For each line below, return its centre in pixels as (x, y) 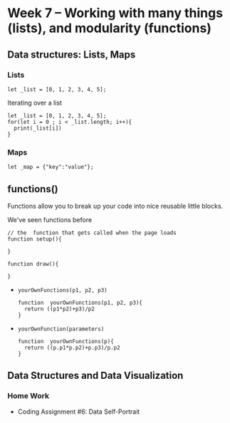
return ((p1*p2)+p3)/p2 (59, 309)
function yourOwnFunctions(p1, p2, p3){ (80, 303)
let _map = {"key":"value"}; (51, 167)
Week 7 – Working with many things (115, 13)
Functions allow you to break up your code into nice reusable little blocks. (115, 206)
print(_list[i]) (38, 128)
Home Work (28, 396)
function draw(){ (33, 264)
